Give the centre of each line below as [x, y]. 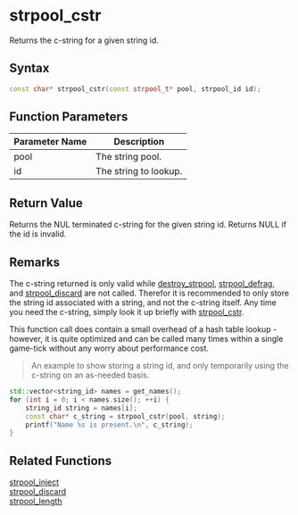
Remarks [35, 262]
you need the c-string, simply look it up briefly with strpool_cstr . [127, 312]
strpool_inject [34, 482]
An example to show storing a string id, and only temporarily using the [160, 366]
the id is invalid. [38, 234]
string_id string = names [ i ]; [82, 408]
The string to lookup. [139, 171]
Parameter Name [50, 142]
